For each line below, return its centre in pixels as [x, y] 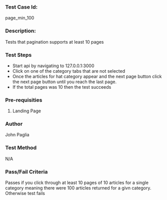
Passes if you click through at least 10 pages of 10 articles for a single [77, 183]
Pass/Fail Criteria [26, 171]
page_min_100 [20, 18]
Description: [20, 31]
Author [14, 124]
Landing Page [27, 111]
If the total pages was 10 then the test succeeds [62, 87]
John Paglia [17, 135]
